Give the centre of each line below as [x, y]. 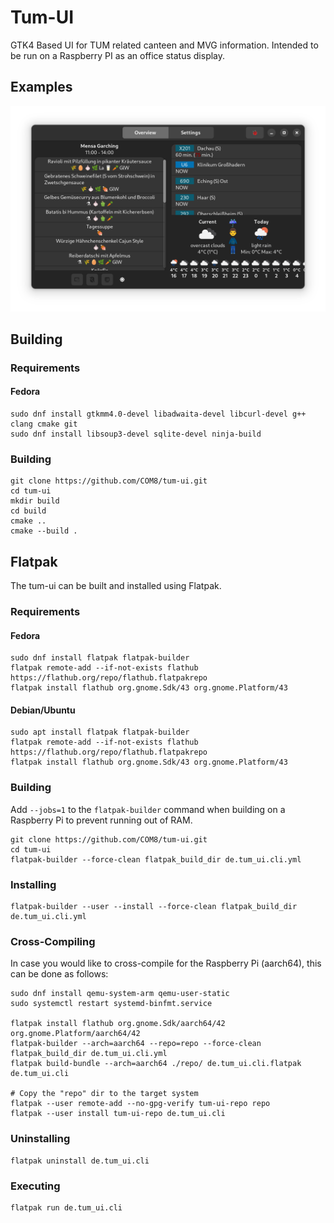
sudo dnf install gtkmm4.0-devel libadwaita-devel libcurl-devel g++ [158, 414]
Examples [41, 87]
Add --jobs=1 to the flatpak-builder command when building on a [148, 809]
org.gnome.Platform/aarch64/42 [75, 1034]
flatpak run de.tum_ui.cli [66, 1207]
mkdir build [35, 501]
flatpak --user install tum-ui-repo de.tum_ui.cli [118, 1114]
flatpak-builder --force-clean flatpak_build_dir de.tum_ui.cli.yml [156, 859]
